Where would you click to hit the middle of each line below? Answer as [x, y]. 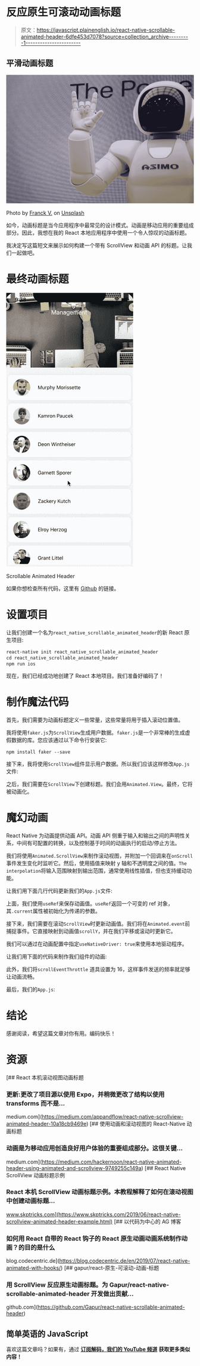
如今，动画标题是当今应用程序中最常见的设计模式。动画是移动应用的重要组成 [100, 225]
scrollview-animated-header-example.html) [60, 1221]
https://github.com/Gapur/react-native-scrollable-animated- [112, 1307]
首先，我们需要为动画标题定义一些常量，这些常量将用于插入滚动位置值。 [95, 720]
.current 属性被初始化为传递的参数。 [56, 911]
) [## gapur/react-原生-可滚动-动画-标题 [110, 1268]
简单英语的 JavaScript [47, 1333]
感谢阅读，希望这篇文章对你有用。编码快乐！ [61, 1033]
